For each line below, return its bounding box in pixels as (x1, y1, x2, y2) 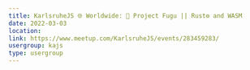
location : (8, 27, 42, 35)
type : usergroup (8, 49, 63, 57)
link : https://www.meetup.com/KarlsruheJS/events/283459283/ (8, 34, 220, 43)
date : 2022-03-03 (8, 19, 67, 27)
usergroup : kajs (8, 42, 63, 50)
